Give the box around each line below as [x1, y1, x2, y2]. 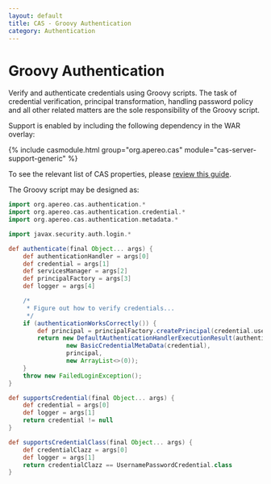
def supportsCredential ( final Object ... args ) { [8, 394, 175, 402]
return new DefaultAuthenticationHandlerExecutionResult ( [37, 334, 236, 343]
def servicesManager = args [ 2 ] [23, 267, 128, 275]
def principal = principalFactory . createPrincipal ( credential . [37, 327, 254, 335]
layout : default [8, 11, 63, 20]
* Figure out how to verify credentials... [26, 304, 175, 312]
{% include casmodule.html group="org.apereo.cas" [8, 145, 183, 155]
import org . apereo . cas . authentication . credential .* [8, 208, 186, 216]
